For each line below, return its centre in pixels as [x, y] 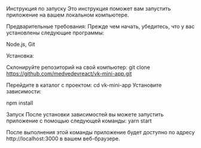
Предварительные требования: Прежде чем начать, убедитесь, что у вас [100, 26]
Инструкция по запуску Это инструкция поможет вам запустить [89, 9]
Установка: [20, 56]
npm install [20, 103]
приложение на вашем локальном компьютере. [68, 15]
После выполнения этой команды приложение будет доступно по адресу [100, 132]
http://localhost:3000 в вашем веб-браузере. [63, 138]
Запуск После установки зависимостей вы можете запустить [85, 114]
